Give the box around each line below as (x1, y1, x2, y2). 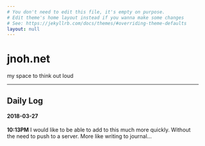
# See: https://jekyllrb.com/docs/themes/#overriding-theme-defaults (7, 20, 187, 26)
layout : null (7, 26, 40, 32)
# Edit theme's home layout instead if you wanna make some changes (7, 15, 184, 21)
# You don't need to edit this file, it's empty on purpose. (7, 9, 165, 15)
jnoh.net (7, 52, 50, 66)
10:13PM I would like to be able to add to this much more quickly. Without (7, 126, 191, 133)
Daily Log (7, 96, 43, 106)
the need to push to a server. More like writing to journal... (7, 132, 152, 140)
